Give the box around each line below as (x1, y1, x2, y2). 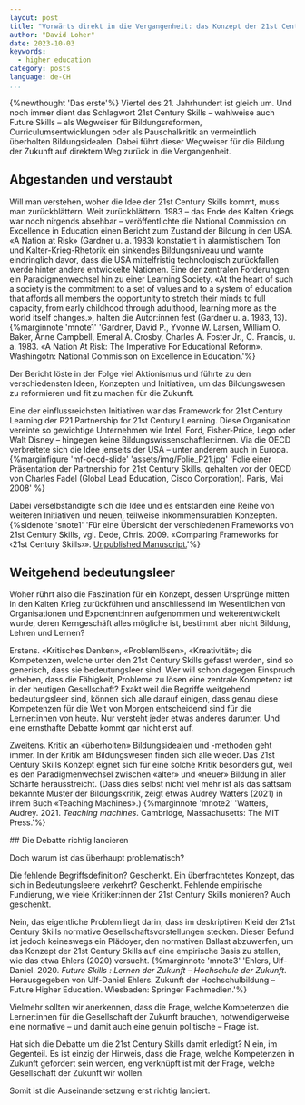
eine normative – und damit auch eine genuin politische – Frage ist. (9, 1021, 260, 1032)
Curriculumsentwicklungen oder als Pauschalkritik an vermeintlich (9, 126, 257, 137)
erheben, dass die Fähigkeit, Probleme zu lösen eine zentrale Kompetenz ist (9, 674, 293, 685)
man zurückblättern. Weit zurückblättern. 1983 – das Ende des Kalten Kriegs (9, 205, 295, 216)
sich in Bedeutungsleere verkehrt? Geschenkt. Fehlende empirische (9, 880, 263, 891)
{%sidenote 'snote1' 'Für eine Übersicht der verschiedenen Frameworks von (9, 519, 295, 530)
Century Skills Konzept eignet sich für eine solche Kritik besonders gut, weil (9, 760, 293, 771)
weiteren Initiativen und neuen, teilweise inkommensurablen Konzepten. (9, 510, 278, 521)
